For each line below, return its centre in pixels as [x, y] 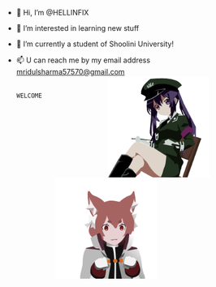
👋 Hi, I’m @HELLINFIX [52, 13]
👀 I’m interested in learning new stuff [78, 28]
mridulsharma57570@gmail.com [70, 72]
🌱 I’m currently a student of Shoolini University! [95, 44]
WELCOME [29, 96]
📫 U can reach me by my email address [83, 60]
